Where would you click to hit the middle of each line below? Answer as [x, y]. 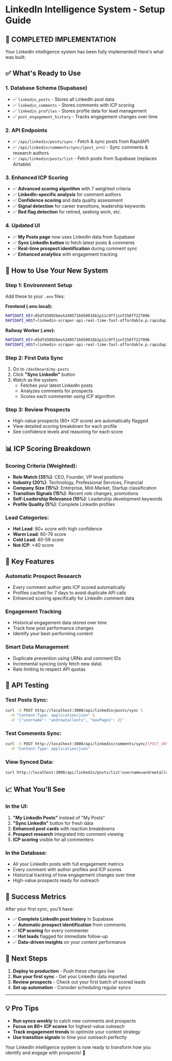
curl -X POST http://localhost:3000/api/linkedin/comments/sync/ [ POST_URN [87, 744]
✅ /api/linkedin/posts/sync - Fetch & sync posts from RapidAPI [81, 141]
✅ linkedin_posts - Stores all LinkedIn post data [63, 99]
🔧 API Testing [27, 685]
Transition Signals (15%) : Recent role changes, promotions [76, 493]
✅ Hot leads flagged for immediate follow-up [60, 936]
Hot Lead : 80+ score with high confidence [57, 529]
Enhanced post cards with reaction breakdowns [64, 829]
